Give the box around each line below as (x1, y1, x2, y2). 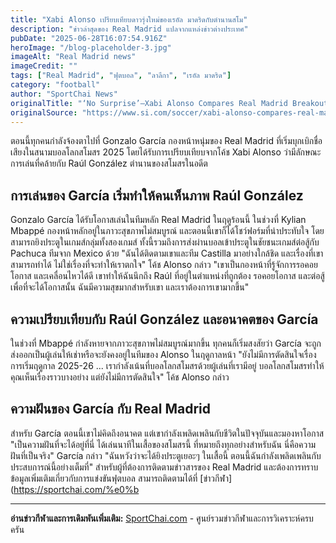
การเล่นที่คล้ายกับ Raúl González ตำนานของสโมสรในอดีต (10, 157, 208, 170)
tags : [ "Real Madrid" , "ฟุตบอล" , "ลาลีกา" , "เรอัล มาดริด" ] (10, 71, 232, 81)
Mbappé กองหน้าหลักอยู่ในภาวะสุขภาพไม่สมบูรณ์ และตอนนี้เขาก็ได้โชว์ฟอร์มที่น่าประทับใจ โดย (10, 225, 325, 237)
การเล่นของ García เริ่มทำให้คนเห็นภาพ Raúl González (10, 187, 304, 204)
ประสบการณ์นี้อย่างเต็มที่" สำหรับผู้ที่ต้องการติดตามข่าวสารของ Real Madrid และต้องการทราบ (10, 461, 319, 473)
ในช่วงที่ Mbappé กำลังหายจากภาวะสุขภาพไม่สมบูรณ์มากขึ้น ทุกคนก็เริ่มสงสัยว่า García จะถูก (10, 337, 322, 349)
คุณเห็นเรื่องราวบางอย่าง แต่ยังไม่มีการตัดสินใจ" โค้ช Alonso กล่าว (10, 371, 230, 383)
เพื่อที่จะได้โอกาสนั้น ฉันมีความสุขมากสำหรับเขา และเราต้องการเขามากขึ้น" (10, 281, 250, 293)
